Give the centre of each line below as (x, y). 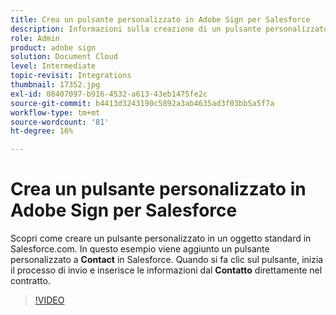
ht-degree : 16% (42, 131)
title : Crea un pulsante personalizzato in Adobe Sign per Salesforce (160, 19)
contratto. (30, 281)
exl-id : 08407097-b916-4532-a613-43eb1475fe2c (109, 94)
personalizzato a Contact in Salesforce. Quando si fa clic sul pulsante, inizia (167, 260)
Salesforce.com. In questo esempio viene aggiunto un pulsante (140, 249)
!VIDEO (49, 300)
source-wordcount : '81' (60, 122)
